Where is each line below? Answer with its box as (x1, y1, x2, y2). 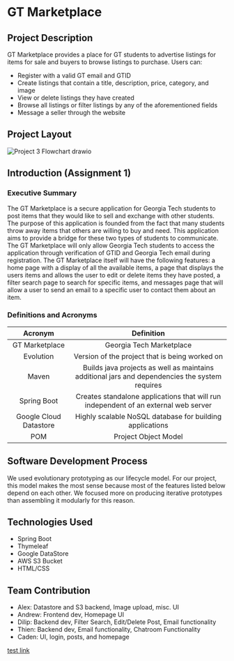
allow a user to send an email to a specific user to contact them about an (7, 285, 216, 294)
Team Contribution (7, 584, 91, 596)
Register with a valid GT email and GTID (17, 71, 131, 79)
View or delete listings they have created (17, 93, 134, 102)
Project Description (7, 32, 93, 44)
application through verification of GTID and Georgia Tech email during (7, 248, 211, 257)
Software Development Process (7, 455, 148, 467)
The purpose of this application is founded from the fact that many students (7, 219, 225, 227)
